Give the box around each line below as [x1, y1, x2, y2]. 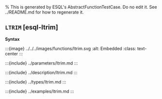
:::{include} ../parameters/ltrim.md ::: [5, 60, 78, 66]
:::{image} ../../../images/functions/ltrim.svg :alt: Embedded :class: [5, 46, 136, 51]
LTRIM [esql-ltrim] [5, 23, 58, 32]
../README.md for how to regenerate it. [5, 9, 84, 15]
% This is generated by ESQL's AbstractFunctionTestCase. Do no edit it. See [5, 4, 157, 10]
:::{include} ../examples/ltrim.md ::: [5, 88, 74, 94]
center [5, 50, 18, 56]
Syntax [5, 36, 20, 42]
